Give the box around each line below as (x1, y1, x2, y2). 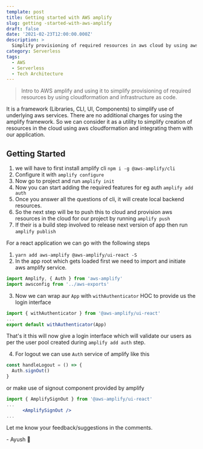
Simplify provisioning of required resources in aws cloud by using (11, 43, 188, 49)
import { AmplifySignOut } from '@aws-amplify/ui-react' (6, 396, 153, 402)
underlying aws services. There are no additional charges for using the (6, 112, 182, 119)
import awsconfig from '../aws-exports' (6, 281, 110, 287)
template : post (6, 8, 45, 15)
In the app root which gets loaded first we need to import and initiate (14, 257, 186, 265)
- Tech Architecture (11, 71, 63, 77)
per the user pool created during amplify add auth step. (6, 339, 146, 346)
